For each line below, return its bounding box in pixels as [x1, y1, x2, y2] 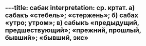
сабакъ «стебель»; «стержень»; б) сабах [5, 11, 139, 20]
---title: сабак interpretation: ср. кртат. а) [5, 4, 135, 12]
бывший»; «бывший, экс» [5, 34, 89, 42]
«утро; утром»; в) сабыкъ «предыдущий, [5, 19, 140, 27]
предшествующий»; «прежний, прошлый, [5, 26, 141, 34]
